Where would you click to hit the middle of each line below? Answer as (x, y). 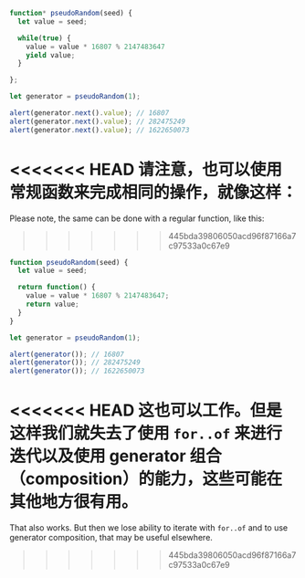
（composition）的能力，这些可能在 (146, 479)
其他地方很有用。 (74, 502)
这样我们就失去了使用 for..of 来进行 (146, 433)
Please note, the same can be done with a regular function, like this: (137, 218)
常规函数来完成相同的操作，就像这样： (154, 192)
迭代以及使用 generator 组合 (116, 456)
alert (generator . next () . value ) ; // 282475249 (97, 121)
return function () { (57, 288)
